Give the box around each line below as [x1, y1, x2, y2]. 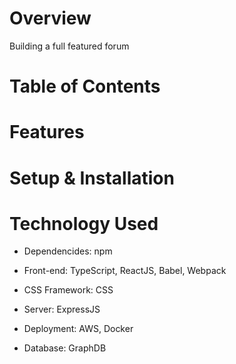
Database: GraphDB [23, 342, 107, 354]
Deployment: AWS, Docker [23, 323, 134, 335]
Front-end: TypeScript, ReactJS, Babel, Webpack [23, 265, 227, 277]
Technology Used [9, 212, 159, 235]
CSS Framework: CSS [23, 284, 114, 296]
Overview [9, 7, 92, 30]
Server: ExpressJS [23, 303, 101, 316]
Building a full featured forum [9, 40, 130, 52]
